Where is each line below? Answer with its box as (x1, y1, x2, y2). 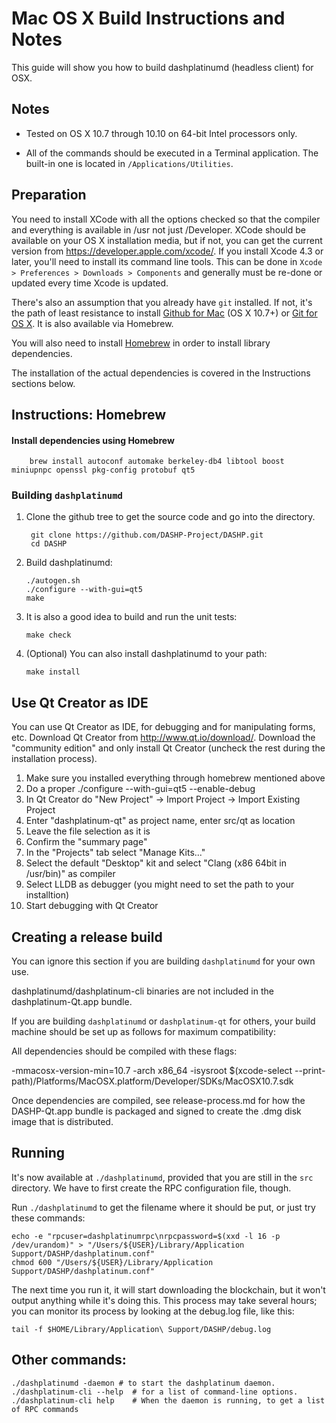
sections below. (11, 377, 76, 389)
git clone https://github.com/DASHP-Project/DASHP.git (30, 530, 264, 541)
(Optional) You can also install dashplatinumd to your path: (25, 648, 268, 660)
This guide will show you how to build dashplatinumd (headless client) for (11, 61, 314, 73)
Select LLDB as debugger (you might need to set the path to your (25, 878, 295, 891)
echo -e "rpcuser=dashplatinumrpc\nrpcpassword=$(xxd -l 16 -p (11, 1231, 281, 1241)
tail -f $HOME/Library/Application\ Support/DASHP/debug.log (11, 1324, 272, 1334)
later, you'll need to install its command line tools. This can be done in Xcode (11, 255, 323, 267)
